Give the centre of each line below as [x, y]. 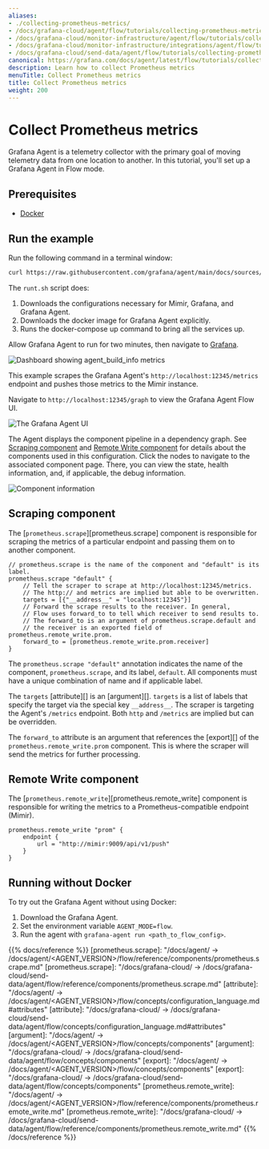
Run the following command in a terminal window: [90, 258]
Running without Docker [70, 883]
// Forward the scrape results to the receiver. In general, [126, 607]
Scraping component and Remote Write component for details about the [127, 447]
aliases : [23, 16]
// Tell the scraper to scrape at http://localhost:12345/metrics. [137, 585]
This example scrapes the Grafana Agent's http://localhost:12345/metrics [133, 375]
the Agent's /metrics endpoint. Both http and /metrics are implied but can [131, 713]
